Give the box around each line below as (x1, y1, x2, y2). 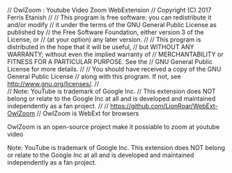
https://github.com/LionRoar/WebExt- (110, 102, 218, 110)
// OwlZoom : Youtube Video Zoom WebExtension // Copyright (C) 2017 (7, 6, 212, 14)
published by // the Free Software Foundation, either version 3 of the (7, 28, 204, 36)
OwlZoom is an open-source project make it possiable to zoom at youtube (7, 123, 220, 131)
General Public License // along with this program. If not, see (7, 72, 181, 81)
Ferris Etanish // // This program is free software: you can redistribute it (7, 13, 212, 22)
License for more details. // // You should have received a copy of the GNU (7, 65, 222, 73)
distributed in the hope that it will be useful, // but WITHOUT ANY (7, 43, 194, 51)
